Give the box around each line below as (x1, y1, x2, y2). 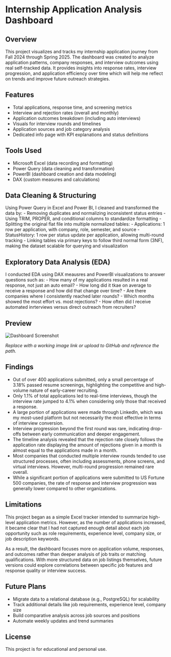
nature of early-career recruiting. (29, 387, 99, 393)
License (5, 632, 31, 641)
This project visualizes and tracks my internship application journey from (5, 49, 158, 54)
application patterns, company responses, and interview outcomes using (5, 59, 159, 65)
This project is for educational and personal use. (5, 646, 107, 652)
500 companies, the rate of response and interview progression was (12, 480, 157, 486)
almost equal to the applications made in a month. (12, 447, 118, 453)
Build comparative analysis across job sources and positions (12, 612, 140, 619)
